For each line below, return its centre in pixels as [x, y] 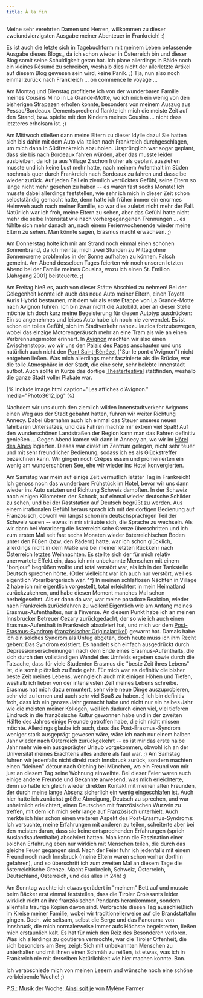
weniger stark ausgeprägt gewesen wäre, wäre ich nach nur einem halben [99, 734]
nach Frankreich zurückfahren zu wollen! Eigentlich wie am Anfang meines [99, 606]
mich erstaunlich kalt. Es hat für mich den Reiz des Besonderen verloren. [97, 933]
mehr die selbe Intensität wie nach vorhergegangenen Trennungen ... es [96, 219]
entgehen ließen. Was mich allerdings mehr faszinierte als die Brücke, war [98, 358]
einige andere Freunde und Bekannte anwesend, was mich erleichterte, [95, 779]
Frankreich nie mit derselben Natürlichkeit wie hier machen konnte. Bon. [96, 958]
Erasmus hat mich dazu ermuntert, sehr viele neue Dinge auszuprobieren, [98, 689]
